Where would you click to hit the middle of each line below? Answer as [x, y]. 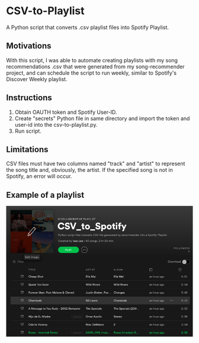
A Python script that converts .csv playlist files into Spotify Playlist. [88, 27]
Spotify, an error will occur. [39, 177]
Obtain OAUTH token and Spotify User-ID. [66, 112]
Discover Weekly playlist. [37, 79]
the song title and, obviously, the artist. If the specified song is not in [89, 170]
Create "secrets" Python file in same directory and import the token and [102, 118]
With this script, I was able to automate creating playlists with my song [92, 60]
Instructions [29, 98]
